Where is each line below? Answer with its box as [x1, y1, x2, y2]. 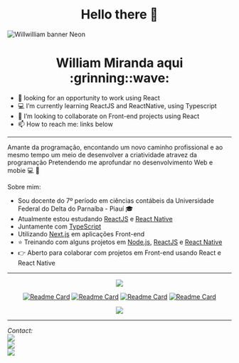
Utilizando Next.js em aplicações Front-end [17, 229, 145, 238]
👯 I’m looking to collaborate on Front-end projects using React [17, 112, 200, 120]
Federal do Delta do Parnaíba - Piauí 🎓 [17, 204, 134, 213]
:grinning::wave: [69, 70, 170, 86]
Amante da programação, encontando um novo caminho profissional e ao [7, 142, 223, 152]
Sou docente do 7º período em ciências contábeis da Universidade [17, 196, 215, 205]
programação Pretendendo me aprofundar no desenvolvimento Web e [7, 158, 213, 167]
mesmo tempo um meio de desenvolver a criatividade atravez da [7, 150, 198, 159]
